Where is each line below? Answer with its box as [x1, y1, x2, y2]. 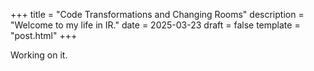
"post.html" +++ [10, 30, 78, 41]
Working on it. [10, 49, 68, 61]
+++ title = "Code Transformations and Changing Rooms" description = [10, 9, 305, 20]
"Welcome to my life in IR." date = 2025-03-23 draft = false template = [10, 19, 301, 31]
